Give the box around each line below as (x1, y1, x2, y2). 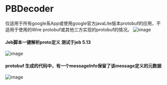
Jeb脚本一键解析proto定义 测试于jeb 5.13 (5, 39, 91, 45)
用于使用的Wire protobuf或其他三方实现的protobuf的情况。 (9, 26, 133, 33)
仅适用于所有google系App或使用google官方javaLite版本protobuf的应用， (5, 20, 157, 26)
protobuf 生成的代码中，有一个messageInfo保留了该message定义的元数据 (5, 62, 162, 68)
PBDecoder (5, 3, 54, 15)
